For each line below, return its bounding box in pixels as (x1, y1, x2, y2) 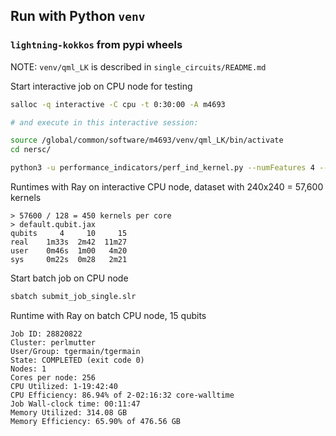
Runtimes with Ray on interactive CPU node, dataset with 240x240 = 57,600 (10, 181, 324, 193)
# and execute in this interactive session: (10, 117, 199, 128)
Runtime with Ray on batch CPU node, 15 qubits (10, 309, 207, 321)
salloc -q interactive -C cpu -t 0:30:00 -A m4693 (10, 99, 226, 109)
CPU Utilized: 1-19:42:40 (10, 381, 118, 391)
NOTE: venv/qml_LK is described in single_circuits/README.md (10, 60, 267, 73)
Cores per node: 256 (10, 372, 97, 383)
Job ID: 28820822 (10, 329, 83, 339)
